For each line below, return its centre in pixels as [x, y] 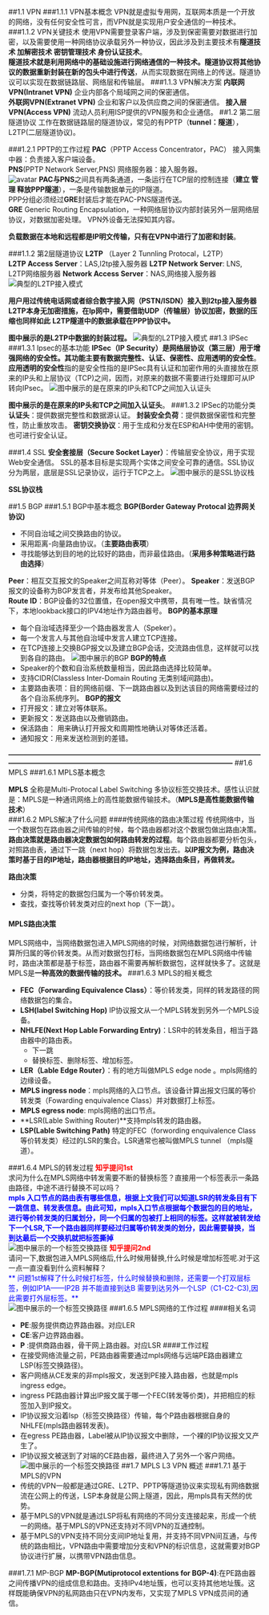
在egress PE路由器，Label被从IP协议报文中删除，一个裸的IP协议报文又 [136, 1436]
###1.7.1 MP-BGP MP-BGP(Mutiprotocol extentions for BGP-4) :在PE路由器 [132, 1573]
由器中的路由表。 [48, 1040]
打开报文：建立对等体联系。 [66, 708]
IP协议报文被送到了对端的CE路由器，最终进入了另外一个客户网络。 [130, 1456]
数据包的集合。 [52, 1000]
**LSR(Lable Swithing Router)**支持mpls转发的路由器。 [112, 1121]
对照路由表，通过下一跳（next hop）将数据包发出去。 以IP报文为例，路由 [128, 850]
